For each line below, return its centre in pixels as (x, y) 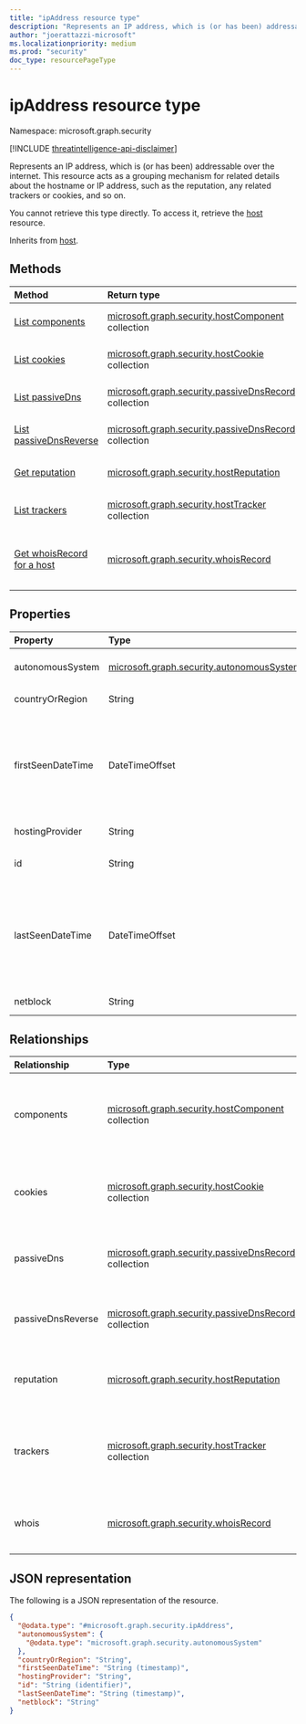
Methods (36, 269)
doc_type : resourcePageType (63, 60)
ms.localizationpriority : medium (73, 43)
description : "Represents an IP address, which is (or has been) (136, 26)
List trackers (41, 510)
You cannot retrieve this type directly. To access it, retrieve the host (136, 213)
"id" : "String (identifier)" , (75, 1686)
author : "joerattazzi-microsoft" (73, 35)
